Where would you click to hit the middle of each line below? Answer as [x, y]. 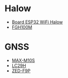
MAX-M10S [23, 60]
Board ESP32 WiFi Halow [37, 22]
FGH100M [22, 27]
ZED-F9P [21, 71]
